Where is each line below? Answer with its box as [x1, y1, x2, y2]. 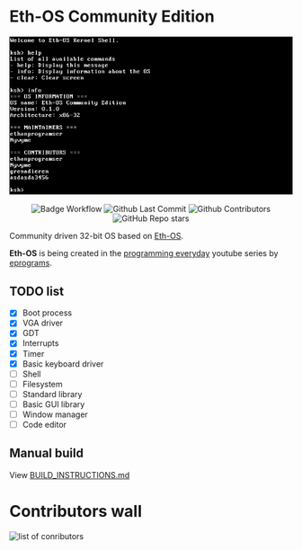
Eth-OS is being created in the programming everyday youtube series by [9, 248, 279, 259]
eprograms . [9, 258, 52, 269]
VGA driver [22, 317, 64, 329]
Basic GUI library [22, 398, 85, 410]
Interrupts [22, 338, 59, 349]
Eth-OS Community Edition [9, 6, 215, 27]
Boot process [22, 307, 73, 318]
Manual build [9, 446, 84, 461]
